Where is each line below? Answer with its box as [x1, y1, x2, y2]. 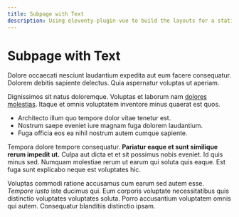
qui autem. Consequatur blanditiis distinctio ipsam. [7, 202, 156, 211]
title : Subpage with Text [7, 10, 84, 18]
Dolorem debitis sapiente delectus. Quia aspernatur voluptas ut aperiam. [7, 79, 220, 88]
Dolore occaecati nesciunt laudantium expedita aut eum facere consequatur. [7, 71, 232, 80]
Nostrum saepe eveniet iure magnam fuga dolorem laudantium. [17, 122, 203, 130]
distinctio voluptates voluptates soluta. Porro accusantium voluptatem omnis [7, 194, 231, 203]
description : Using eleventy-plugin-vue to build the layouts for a [7, 17, 215, 24]
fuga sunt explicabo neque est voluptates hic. [7, 165, 141, 174]
